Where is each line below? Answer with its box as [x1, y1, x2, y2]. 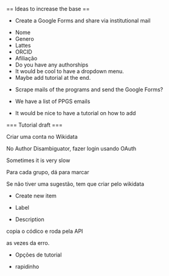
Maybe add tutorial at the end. [15, 74, 91, 81]
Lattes [15, 42, 32, 49]
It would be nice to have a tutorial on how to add [15, 110, 136, 116]
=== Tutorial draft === [6, 121, 63, 129]
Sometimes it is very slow [6, 157, 71, 164]
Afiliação [15, 55, 38, 62]
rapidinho [15, 263, 40, 270]
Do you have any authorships [15, 61, 89, 68]
